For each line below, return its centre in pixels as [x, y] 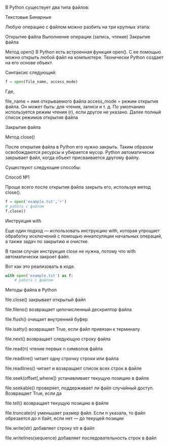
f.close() [16, 211]
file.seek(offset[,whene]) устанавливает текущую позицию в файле [77, 378]
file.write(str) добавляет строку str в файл [50, 428]
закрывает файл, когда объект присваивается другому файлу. [73, 157]
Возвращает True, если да [33, 393]
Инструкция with [23, 221]
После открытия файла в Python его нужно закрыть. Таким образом [79, 147]
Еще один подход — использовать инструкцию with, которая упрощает [83, 230]
